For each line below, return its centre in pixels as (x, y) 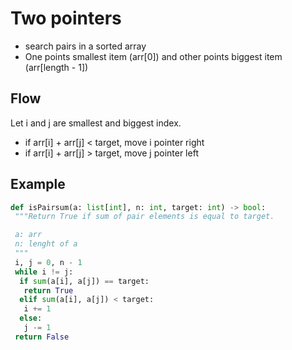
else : (31, 318)
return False (42, 337)
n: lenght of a (46, 244)
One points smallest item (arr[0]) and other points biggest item (153, 56)
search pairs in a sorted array (85, 46)
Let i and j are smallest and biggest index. (96, 123)
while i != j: (44, 272)
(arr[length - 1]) (56, 67)
